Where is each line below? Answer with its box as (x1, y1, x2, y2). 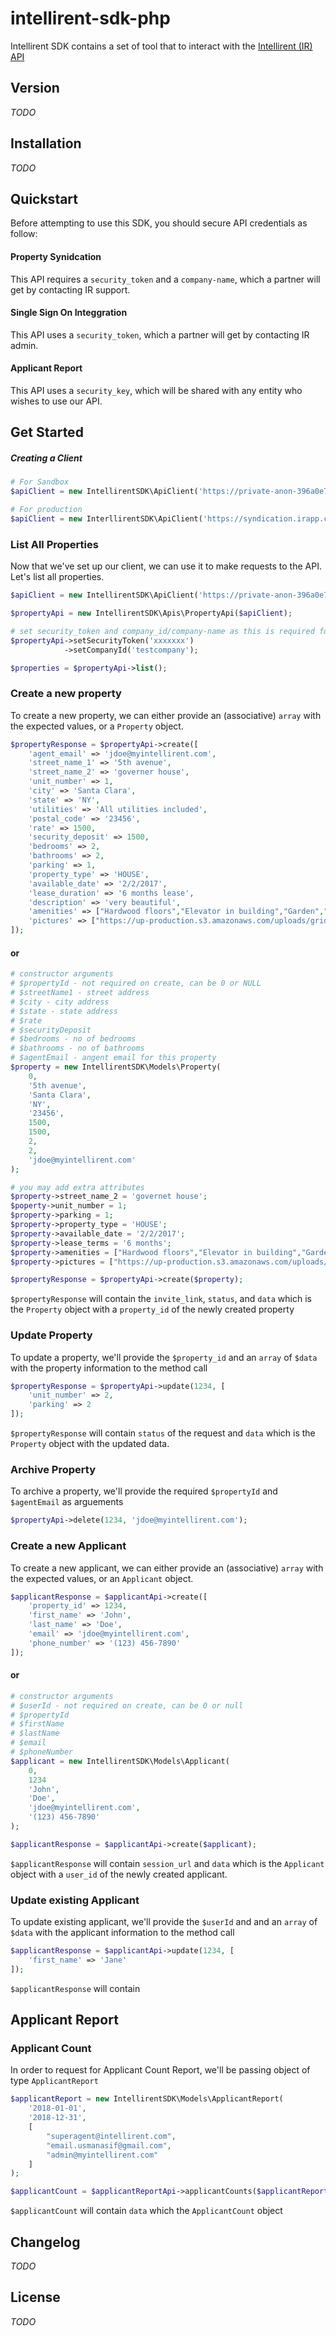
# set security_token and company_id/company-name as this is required (10, 626, 315, 636)
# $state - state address (10, 1006, 118, 1016)
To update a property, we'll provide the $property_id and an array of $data (10, 1351, 318, 1363)
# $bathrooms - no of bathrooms (10, 1043, 145, 1054)
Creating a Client (10, 452, 83, 464)
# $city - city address (10, 997, 110, 1007)
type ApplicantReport (10, 2075, 99, 2087)
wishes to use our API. (10, 395, 103, 407)
